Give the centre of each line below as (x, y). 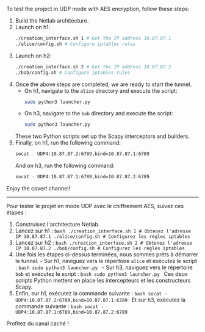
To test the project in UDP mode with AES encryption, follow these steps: (98, 9)
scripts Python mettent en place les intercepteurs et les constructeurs (103, 280)
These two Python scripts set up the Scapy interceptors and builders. (103, 136)
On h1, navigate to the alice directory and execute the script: (101, 90)
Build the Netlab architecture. (52, 20)
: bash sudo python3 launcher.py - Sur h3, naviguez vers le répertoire (104, 267)
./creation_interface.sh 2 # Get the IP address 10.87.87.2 (93, 67)
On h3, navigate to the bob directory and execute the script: (99, 114)
